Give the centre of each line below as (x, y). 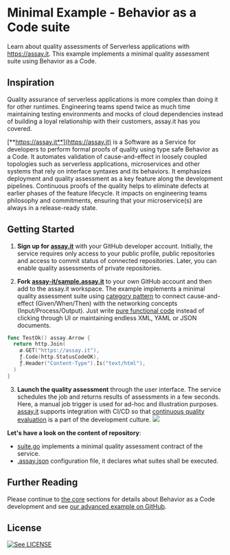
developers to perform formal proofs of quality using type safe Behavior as (113, 149)
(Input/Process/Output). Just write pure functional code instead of (111, 311)
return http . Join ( (40, 344)
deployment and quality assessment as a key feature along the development (115, 178)
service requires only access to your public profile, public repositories (116, 253)
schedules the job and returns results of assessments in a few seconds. (118, 397)
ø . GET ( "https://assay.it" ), (59, 350)
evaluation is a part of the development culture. (84, 419)
